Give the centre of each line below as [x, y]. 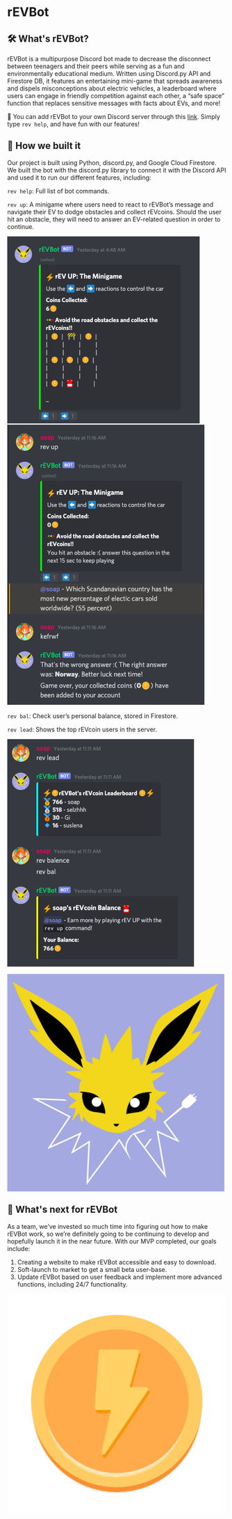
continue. [21, 226]
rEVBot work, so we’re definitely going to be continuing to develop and [108, 1234]
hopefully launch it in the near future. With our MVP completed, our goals [112, 1241]
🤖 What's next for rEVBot [63, 1210]
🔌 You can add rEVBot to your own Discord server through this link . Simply [114, 117]
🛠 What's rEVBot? [48, 39]
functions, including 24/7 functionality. [73, 1284]
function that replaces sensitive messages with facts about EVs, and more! [114, 103]
